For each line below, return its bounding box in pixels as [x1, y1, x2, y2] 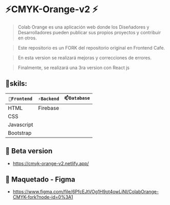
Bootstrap [8, 129, 32, 136]
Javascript [8, 121, 33, 128]
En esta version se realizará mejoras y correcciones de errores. [17, 54, 152, 61]
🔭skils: [5, 79, 27, 88]
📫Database [63, 95, 91, 101]
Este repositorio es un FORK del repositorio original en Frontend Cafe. [17, 44, 165, 51]
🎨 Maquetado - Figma [5, 175, 75, 184]
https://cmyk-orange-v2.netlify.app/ [12, 160, 89, 166]
